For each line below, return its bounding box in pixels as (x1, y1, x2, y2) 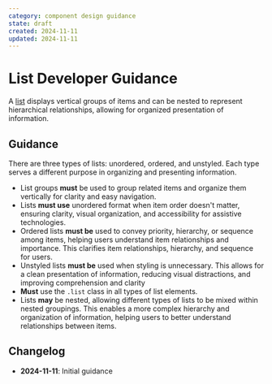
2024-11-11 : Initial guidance (19, 366, 114, 376)
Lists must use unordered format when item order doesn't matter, (19, 201, 240, 209)
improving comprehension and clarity (19, 278, 146, 287)
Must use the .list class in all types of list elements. (19, 287, 198, 296)
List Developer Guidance (8, 70, 178, 88)
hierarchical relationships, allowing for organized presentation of (8, 105, 224, 114)
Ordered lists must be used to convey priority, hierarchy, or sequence (19, 227, 254, 235)
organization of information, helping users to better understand (19, 313, 231, 321)
